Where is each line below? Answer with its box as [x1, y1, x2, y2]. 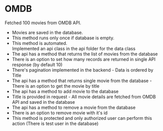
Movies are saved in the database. [12, 29, 83, 35]
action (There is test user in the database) [12, 120, 99, 126]
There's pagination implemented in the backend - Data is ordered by [12, 67, 153, 73]
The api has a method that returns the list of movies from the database [12, 51, 158, 57]
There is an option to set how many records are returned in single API [12, 56, 156, 62]
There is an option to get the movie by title [12, 83, 100, 89]
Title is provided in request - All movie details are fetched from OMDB [12, 94, 156, 100]
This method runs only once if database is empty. [12, 35, 115, 41]
